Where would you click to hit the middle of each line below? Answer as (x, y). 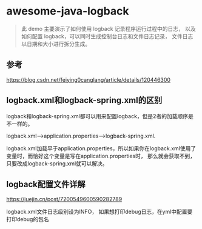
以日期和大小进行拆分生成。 (56, 44)
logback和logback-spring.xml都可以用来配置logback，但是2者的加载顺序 (97, 116)
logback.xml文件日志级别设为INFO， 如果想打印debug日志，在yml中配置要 (99, 212)
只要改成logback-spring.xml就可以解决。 (57, 163)
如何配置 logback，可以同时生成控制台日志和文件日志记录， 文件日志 (107, 36)
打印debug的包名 (28, 219)
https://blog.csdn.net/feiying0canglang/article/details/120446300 (89, 79)
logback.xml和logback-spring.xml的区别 (84, 100)
